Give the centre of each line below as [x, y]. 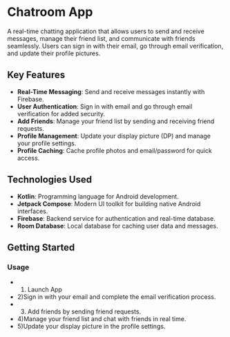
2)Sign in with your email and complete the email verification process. [116, 297]
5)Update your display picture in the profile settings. [91, 327]
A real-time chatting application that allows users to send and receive [106, 31]
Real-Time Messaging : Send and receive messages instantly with [111, 91]
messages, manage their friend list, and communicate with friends [101, 38]
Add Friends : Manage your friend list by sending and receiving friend [116, 121]
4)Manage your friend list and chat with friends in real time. [102, 319]
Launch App [45, 290]
